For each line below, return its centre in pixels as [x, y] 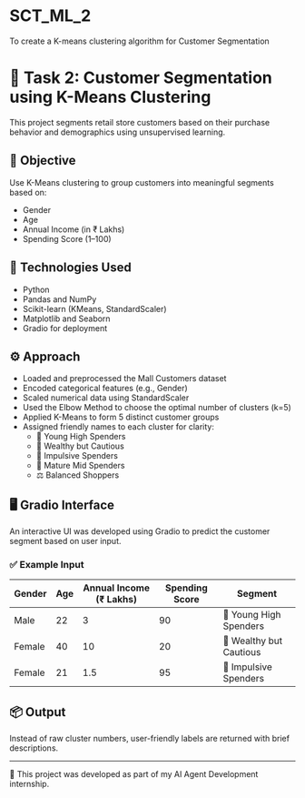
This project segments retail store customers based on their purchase [140, 122]
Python [36, 289]
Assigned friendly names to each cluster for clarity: [118, 427]
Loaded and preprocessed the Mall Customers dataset [124, 379]
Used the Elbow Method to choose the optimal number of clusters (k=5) [157, 408]
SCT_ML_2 [50, 16]
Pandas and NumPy [59, 299]
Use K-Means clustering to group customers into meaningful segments [142, 182]
